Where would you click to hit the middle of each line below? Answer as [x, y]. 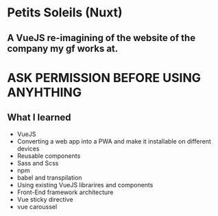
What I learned [39, 118]
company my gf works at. [63, 48]
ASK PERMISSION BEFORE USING [104, 78]
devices [28, 148]
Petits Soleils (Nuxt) [65, 13]
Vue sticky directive [45, 199]
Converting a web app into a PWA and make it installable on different [114, 141]
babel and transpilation [49, 177]
